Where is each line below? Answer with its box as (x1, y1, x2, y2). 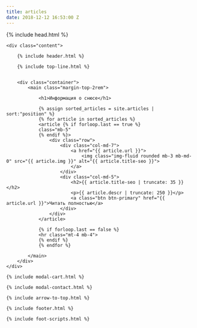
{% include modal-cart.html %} (6, 274, 85, 280)
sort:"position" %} (6, 111, 55, 117)
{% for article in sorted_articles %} (38, 116, 136, 122)
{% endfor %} (38, 242, 71, 248)
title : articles (6, 8, 47, 15)
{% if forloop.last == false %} (38, 226, 120, 232)
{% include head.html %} (6, 31, 68, 38)
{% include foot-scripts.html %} (6, 316, 90, 322)
